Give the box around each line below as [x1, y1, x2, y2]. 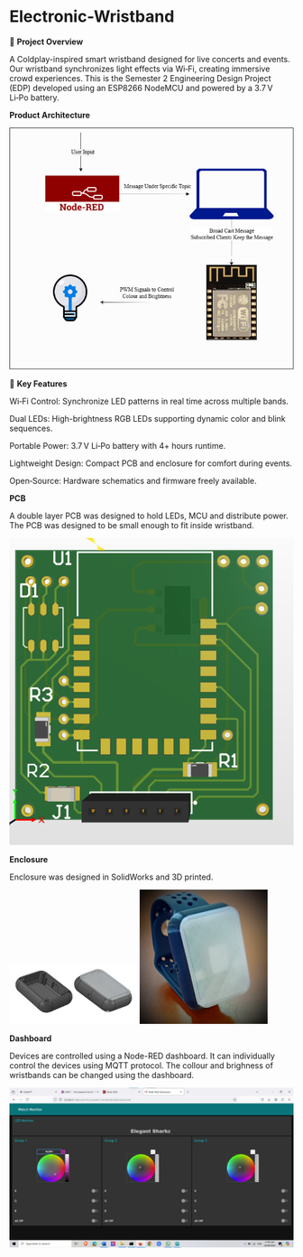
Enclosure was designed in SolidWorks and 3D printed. [9, 871, 214, 882]
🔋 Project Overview [9, 36, 84, 47]
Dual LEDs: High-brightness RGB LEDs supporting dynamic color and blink [9, 413, 286, 424]
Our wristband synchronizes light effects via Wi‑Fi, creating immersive [9, 63, 271, 74]
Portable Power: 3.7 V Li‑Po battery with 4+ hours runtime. [9, 440, 226, 451]
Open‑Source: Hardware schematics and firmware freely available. [9, 475, 257, 486]
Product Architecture [9, 109, 90, 120]
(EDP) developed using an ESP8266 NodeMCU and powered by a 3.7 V [9, 82, 273, 93]
